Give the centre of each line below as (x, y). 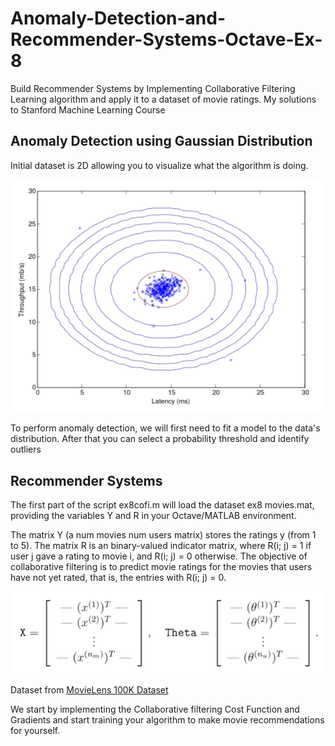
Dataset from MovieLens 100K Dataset (89, 690)
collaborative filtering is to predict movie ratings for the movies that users (161, 567)
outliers (26, 449)
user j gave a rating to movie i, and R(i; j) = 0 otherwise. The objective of (159, 556)
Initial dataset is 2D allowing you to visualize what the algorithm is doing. (159, 165)
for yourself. (35, 731)
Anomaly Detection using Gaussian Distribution (161, 141)
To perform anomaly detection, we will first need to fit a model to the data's (165, 428)
